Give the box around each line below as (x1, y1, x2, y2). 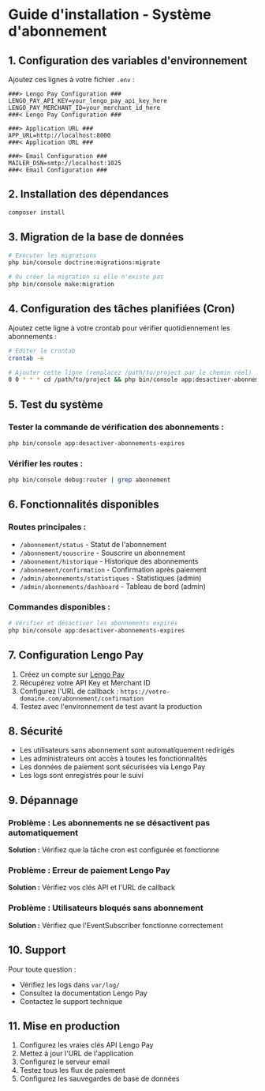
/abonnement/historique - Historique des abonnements (19, 556, 199, 566)
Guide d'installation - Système (8, 6, 211, 24)
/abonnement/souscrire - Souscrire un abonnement (19, 548, 185, 557)
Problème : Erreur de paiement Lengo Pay (8, 865, 171, 876)
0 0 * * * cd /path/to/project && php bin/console (8, 376, 178, 384)
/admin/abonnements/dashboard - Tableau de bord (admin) (19, 581, 207, 591)
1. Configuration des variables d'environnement (8, 54, 248, 67)
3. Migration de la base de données (8, 231, 184, 244)
